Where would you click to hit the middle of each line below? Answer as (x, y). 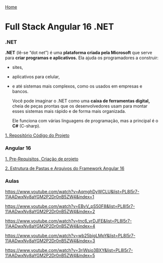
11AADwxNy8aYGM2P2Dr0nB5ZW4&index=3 (50, 241)
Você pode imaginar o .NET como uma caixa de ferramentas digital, (81, 101)
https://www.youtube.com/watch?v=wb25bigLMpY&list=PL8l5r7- (70, 236)
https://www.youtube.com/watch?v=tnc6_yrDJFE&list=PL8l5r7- (69, 221)
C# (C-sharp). (26, 126)
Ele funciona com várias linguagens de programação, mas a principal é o (85, 121)
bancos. (20, 91)
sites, (18, 67)
